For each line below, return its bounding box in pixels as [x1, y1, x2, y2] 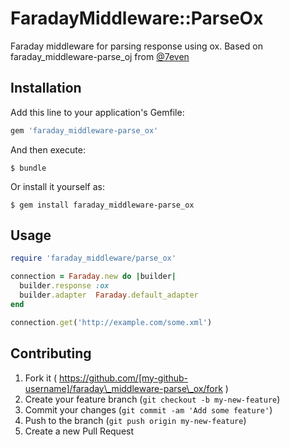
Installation [10, 80, 82, 97]
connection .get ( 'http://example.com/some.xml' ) [10, 317, 213, 327]
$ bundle [10, 163, 47, 173]
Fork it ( [24, 372, 58, 384]
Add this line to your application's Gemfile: [10, 106, 185, 118]
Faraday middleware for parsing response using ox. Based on [10, 40, 263, 52]
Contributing [10, 345, 92, 362]
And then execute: [10, 143, 86, 156]
